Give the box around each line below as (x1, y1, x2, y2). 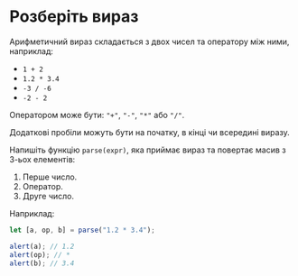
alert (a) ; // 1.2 (9, 242, 75, 251)
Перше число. (22, 171, 78, 182)
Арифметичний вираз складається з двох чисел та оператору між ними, (9, 36, 290, 47)
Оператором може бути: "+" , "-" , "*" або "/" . (9, 109, 185, 120)
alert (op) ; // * (9, 250, 70, 259)
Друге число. (22, 190, 75, 201)
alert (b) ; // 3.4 (9, 259, 75, 268)
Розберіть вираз (9, 6, 139, 27)
